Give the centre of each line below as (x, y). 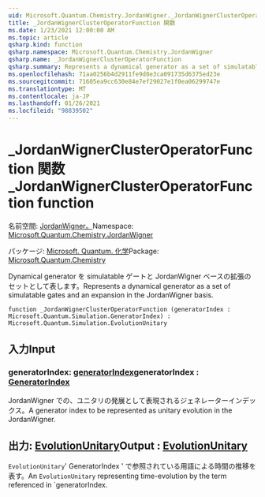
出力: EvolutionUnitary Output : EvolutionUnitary (128, 446)
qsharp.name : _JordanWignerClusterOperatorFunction (95, 60)
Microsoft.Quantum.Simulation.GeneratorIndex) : (90, 316)
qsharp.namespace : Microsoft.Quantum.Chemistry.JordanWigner (111, 52)
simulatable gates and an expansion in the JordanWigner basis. (111, 295)
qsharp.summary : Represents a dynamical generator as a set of (114, 67)
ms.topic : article (38, 37)
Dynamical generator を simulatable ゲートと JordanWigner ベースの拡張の (130, 276)
